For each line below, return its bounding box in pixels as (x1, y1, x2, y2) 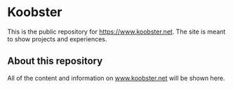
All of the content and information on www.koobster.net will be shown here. (7, 74, 226, 82)
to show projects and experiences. (7, 34, 107, 43)
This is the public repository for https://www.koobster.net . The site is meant (7, 27, 226, 36)
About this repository (7, 55, 103, 67)
